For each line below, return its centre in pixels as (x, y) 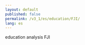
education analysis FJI (28, 37)
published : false (23, 14)
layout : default (22, 10)
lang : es (14, 23)
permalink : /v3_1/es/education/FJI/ (42, 19)
